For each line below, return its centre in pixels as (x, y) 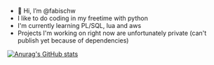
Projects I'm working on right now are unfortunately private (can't (112, 33)
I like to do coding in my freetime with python (83, 18)
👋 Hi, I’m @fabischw (46, 11)
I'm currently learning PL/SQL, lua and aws (79, 26)
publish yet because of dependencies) (73, 41)
